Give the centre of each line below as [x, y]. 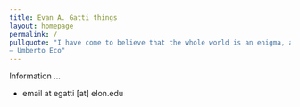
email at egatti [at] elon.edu [73, 94]
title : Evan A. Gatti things [63, 17]
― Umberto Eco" [37, 51]
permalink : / [33, 34]
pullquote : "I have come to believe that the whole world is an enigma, [147, 42]
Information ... [35, 76]
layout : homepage [42, 26]
